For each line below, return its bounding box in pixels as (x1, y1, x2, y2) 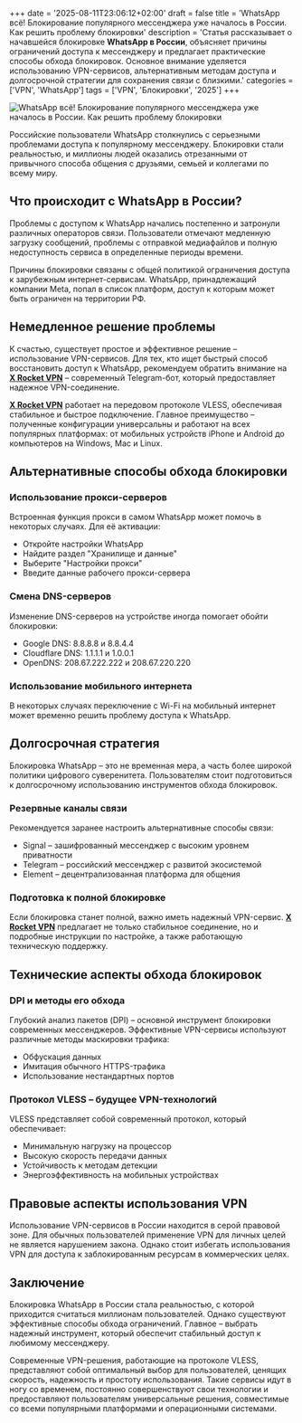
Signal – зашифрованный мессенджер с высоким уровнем (22, 840, 250, 851)
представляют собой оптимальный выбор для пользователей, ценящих (9, 1364, 288, 1375)
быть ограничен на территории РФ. (9, 293, 146, 304)
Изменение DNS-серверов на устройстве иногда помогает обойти (9, 611, 269, 621)
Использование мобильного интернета (9, 679, 193, 692)
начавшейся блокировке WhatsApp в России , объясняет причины (9, 36, 268, 47)
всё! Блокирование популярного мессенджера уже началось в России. (9, 17, 288, 28)
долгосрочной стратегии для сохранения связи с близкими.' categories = (9, 75, 294, 85)
